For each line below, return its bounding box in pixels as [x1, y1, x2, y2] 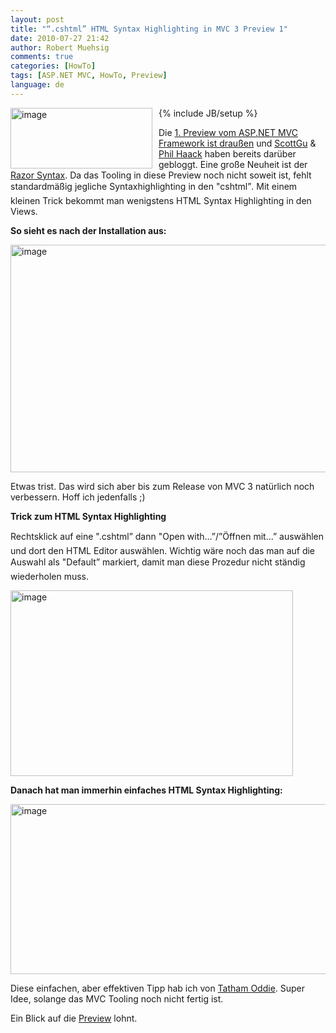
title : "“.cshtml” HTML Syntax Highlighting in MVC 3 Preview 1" [10, 24, 288, 34]
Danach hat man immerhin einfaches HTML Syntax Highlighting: [10, 784, 283, 796]
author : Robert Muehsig [10, 42, 110, 53]
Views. [10, 205, 38, 217]
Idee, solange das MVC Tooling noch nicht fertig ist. [10, 992, 224, 1005]
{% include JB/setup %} [158, 107, 258, 119]
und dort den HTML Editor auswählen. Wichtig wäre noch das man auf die [10, 544, 316, 556]
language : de [10, 80, 65, 90]
